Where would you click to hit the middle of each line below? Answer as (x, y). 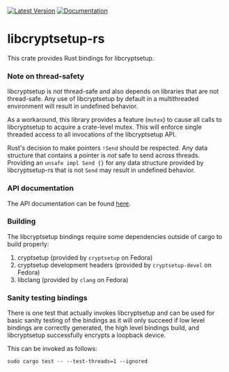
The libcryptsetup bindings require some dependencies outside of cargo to (115, 236)
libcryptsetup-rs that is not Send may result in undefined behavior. (101, 170)
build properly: (28, 244)
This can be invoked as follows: (52, 349)
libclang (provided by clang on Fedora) (73, 279)
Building (22, 222)
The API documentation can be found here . (69, 203)
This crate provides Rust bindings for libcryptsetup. (81, 58)
